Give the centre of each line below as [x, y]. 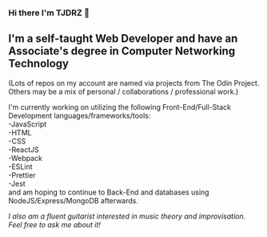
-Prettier [22, 175]
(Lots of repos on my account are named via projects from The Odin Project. [134, 82]
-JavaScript [28, 124]
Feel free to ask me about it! [55, 224]
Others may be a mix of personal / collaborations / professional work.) [124, 91]
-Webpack [25, 158]
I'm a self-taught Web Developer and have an [123, 39]
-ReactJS [24, 149]
